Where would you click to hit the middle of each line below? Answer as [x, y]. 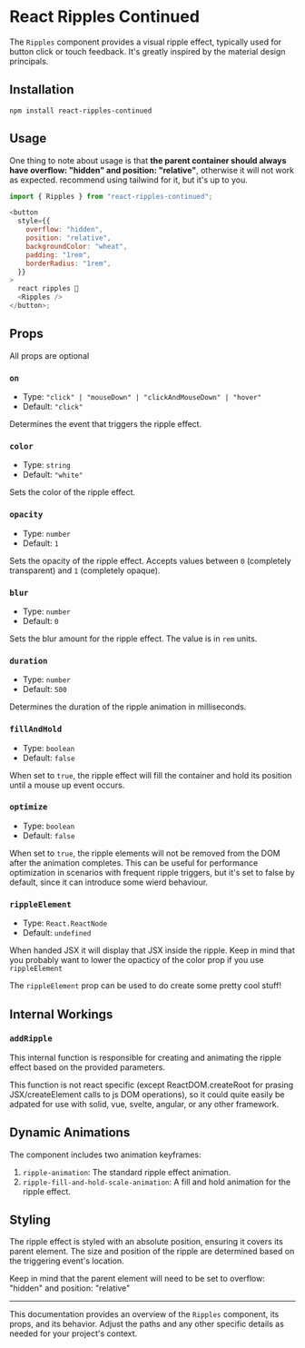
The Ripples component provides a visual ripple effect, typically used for [146, 42]
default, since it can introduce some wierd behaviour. [109, 882]
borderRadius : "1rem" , [69, 263]
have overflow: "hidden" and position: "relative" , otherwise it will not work [152, 170]
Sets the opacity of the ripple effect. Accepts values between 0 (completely [151, 560]
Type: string [46, 465]
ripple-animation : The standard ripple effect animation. [127, 1172]
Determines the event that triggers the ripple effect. [106, 424]
